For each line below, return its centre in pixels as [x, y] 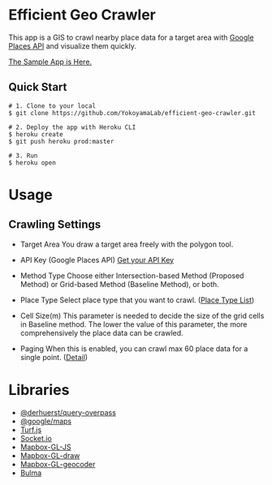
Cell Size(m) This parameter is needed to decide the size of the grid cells [142, 315]
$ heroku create [36, 134]
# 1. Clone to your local [52, 106]
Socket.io [36, 438]
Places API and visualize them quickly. [72, 45]
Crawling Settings [55, 225]
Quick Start [38, 87]
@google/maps [45, 421]
